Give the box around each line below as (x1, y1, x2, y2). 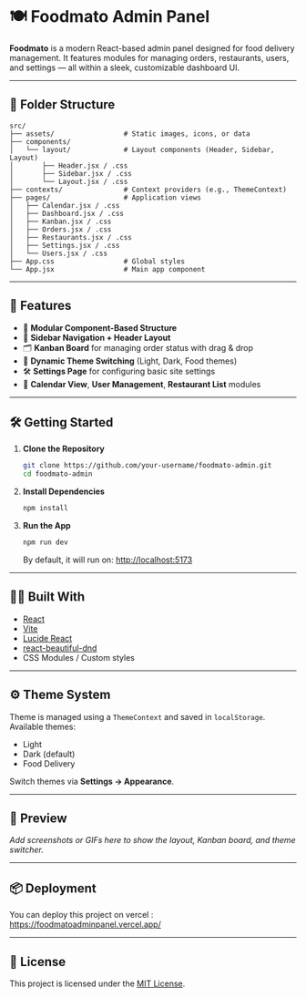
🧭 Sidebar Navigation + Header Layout (22, 332, 171, 343)
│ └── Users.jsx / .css (9, 249, 107, 258)
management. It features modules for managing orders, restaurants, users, (9, 52, 290, 63)
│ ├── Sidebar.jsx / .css (9, 169, 132, 178)
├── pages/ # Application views (9, 192, 202, 202)
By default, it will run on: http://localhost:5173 (22, 554, 193, 565)
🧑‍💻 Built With (9, 589, 86, 605)
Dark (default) (22, 748, 76, 759)
